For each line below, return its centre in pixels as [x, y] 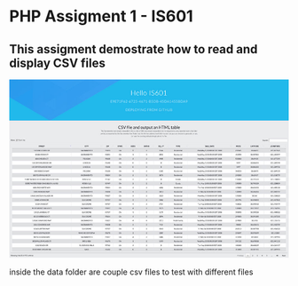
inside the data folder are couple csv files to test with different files [131, 272]
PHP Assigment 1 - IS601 [101, 16]
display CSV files [58, 63]
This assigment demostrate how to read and [133, 49]
